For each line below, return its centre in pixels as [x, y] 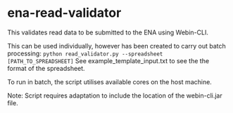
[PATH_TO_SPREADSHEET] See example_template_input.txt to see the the [108, 60]
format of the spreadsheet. [46, 68]
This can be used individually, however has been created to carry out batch [117, 46]
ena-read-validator [64, 13]
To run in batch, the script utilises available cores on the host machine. [110, 81]
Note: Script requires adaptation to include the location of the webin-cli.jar [115, 95]
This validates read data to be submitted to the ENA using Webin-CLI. [108, 32]
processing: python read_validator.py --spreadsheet [85, 53]
